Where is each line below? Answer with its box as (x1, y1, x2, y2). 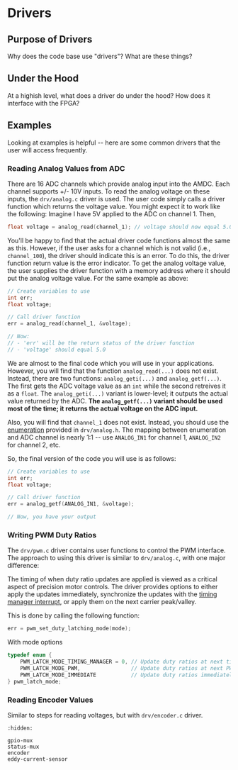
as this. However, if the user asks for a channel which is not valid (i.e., (7, 243, 211, 252)
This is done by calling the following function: (7, 611, 140, 620)
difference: (7, 562, 40, 570)
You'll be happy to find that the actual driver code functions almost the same (7, 236, 231, 245)
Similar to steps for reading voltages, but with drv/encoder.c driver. (7, 710, 203, 719)
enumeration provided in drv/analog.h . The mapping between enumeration (7, 425, 227, 434)
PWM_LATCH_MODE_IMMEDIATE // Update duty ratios (20, 671, 198, 679)
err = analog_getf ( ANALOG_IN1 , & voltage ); (7, 501, 135, 508)
